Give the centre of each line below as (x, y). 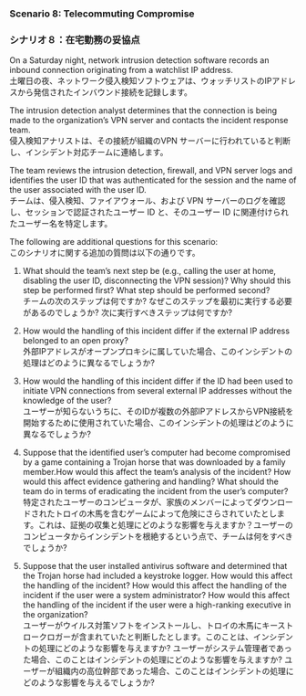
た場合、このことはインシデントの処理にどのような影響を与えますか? (152, 659)
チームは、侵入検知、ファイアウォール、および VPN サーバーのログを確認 (148, 201)
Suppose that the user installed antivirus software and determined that (155, 566)
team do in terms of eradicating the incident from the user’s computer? (155, 491)
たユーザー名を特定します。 (61, 224)
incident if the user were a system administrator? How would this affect (156, 596)
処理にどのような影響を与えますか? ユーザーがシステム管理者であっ (166, 649)
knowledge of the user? (67, 401)
